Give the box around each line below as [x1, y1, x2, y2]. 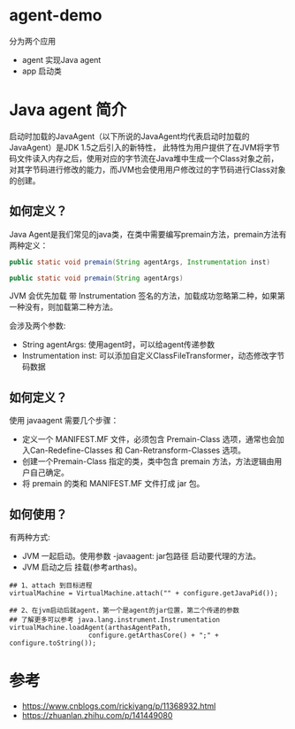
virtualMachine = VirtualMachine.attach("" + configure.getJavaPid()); [9, 589, 278, 598]
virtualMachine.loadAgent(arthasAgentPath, [9, 624, 172, 632]
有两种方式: [9, 532, 51, 543]
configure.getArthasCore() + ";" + [87, 631, 219, 640]
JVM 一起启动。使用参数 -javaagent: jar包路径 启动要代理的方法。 [21, 551, 261, 562]
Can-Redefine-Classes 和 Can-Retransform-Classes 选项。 [29, 445, 246, 456]
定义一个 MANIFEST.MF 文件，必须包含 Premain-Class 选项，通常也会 [21, 434, 276, 445]
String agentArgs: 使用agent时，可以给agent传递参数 [21, 339, 215, 350]
